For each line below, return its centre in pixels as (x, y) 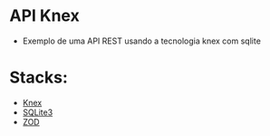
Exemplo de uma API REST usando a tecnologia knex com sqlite (141, 41)
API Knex (44, 16)
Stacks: (39, 78)
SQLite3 (38, 112)
